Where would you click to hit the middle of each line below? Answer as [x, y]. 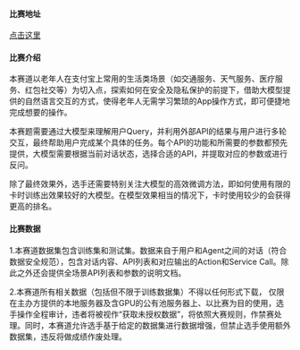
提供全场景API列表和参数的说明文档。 [117, 272]
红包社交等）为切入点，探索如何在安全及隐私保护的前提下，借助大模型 [154, 90]
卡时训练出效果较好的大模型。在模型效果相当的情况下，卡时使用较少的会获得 [150, 195]
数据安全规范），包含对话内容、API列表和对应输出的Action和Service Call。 [145, 261]
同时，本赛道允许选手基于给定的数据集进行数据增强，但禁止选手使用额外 [158, 325]
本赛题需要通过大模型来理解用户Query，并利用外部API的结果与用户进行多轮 [148, 132]
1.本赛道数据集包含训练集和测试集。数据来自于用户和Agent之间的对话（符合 [148, 250]
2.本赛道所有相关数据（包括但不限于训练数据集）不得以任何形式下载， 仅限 [147, 292]
